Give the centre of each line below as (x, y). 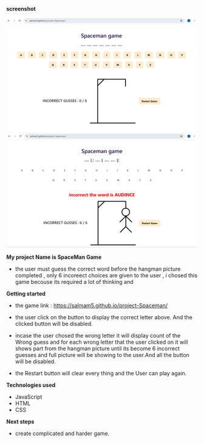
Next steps (20, 422)
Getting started (26, 294)
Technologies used (31, 385)
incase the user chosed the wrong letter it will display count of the (98, 336)
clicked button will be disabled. (54, 324)
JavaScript (29, 397)
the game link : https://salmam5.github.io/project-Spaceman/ (91, 306)
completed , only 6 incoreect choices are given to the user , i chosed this (106, 275)
